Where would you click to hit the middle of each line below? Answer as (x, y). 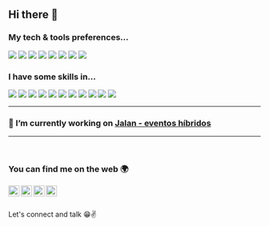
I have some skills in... (52, 77)
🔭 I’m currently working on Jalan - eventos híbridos (110, 123)
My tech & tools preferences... (68, 38)
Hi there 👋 (33, 15)
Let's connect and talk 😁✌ (52, 214)
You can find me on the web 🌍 (68, 169)
